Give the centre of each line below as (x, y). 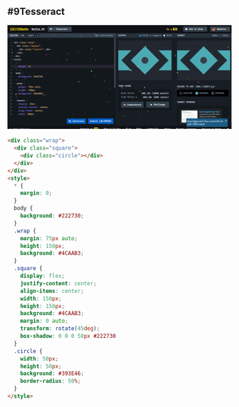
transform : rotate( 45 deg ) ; (60, 329)
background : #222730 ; (52, 216)
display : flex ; (43, 276)
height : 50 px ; (41, 366)
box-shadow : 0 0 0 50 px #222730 (68, 336)
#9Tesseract (36, 12)
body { (23, 208)
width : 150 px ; (41, 299)
